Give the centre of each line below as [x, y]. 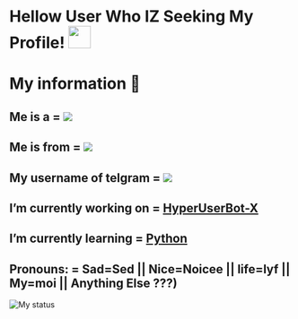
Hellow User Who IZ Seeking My [131, 17]
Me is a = [35, 117]
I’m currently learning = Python [98, 239]
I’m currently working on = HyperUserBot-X [134, 208]
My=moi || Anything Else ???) [93, 283]
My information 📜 [75, 84]
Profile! [37, 43]
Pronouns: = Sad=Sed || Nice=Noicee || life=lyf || [150, 269]
